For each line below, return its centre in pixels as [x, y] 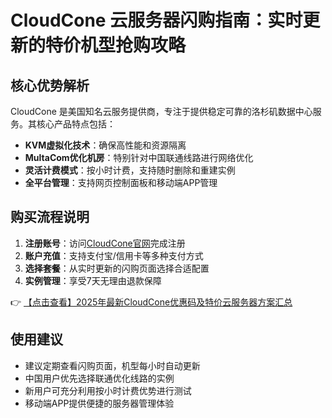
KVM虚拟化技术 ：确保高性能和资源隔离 [105, 145]
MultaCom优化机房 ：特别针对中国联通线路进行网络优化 [139, 157]
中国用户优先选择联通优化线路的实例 [99, 378]
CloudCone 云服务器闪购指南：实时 [156, 20]
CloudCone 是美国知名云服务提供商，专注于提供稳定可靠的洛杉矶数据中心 [161, 111]
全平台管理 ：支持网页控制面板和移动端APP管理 [121, 182]
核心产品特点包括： [76, 124]
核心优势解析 [50, 85]
